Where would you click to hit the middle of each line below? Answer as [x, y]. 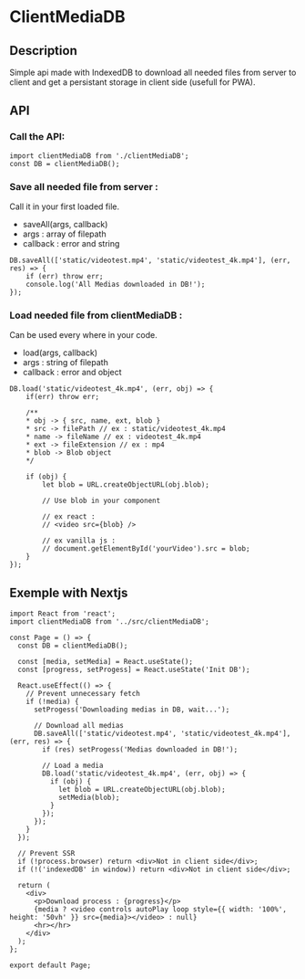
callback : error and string [71, 243]
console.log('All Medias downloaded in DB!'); [116, 284]
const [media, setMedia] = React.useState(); [106, 662]
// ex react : [69, 517]
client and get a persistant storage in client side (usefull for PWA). [132, 82]
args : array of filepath [64, 234]
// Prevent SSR [46, 854]
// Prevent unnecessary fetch [83, 694]
